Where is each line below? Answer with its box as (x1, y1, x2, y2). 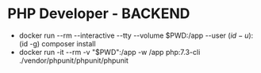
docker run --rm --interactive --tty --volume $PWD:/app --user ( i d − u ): (18, 31, 254, 40)
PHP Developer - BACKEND (7, 5, 190, 23)
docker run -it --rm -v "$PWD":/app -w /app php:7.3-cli (18, 47, 201, 57)
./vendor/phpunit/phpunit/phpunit (18, 56, 129, 65)
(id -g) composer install (18, 38, 96, 48)
